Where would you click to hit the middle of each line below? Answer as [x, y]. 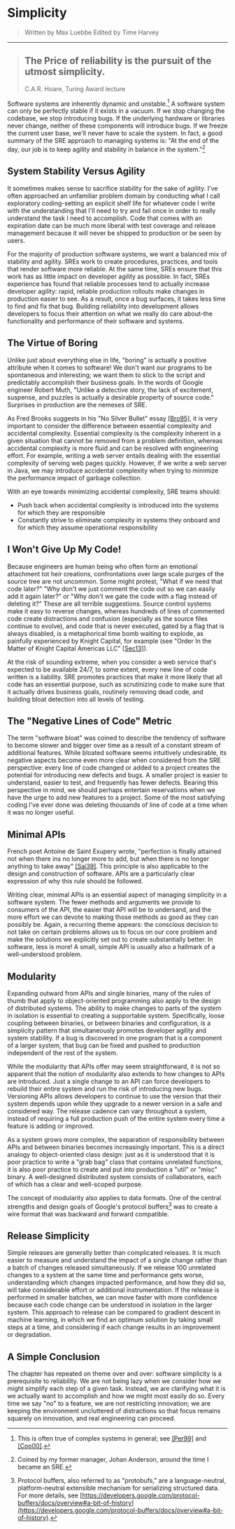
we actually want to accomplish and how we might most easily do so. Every [116, 1396]
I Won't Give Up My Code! [64, 549]
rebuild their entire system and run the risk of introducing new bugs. [105, 1089]
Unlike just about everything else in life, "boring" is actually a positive [107, 360]
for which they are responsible [61, 512]
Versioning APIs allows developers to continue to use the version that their [114, 1096]
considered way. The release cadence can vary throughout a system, [107, 1111]
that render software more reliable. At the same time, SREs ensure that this [115, 269]
